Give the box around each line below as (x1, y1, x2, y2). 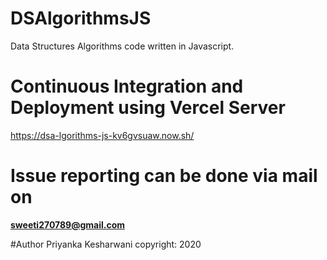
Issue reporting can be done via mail (10, 165, 318, 187)
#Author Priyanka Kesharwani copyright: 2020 (10, 238, 202, 250)
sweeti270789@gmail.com (10, 218, 126, 231)
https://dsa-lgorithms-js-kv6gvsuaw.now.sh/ (10, 129, 195, 141)
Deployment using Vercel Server (10, 97, 286, 119)
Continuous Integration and (10, 75, 244, 98)
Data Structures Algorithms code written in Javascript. (10, 40, 235, 52)
